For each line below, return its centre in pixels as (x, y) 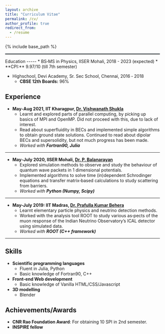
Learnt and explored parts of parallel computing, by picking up (83, 114)
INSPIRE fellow (27, 327)
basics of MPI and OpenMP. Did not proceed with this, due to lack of (89, 119)
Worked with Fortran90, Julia (50, 145)
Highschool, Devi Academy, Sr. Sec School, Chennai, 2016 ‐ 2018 (78, 76)
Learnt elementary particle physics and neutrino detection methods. (88, 210)
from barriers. (34, 186)
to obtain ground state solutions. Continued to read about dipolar (85, 135)
